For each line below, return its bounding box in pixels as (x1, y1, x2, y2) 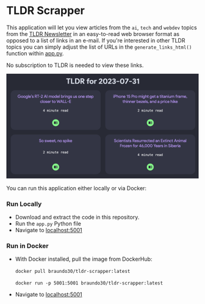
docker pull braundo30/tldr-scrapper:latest (15, 269, 131, 275)
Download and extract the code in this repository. (15, 214, 140, 221)
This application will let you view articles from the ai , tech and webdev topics (6, 24, 197, 31)
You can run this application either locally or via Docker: (6, 184, 147, 192)
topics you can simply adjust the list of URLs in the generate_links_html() (6, 43, 192, 51)
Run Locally (6, 199, 42, 208)
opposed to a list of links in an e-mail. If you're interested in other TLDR (6, 37, 185, 44)
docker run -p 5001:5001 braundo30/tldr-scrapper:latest (15, 280, 164, 286)
